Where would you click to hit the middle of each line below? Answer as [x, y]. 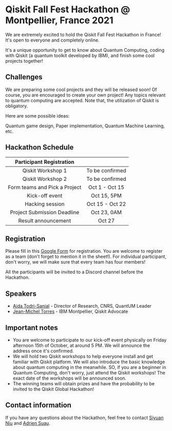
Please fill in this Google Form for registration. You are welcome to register [84, 251]
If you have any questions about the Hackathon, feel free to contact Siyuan [84, 418]
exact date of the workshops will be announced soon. [70, 378]
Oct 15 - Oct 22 [106, 204]
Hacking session [45, 204]
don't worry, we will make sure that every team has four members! [75, 262]
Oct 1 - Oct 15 [106, 187]
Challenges [24, 77]
